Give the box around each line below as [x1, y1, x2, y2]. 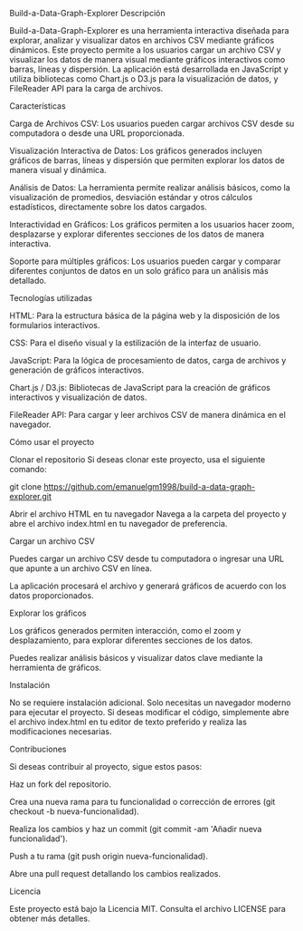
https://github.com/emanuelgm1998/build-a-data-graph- [43, 481, 256, 492]
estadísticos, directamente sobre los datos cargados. [9, 201, 208, 212]
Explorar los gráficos [9, 607, 87, 618]
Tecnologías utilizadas [9, 293, 93, 303]
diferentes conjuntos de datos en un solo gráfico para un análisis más [9, 266, 269, 276]
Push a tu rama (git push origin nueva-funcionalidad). [9, 851, 209, 861]
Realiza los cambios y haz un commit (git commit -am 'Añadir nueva [9, 824, 262, 834]
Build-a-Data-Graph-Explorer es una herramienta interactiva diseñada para [9, 25, 289, 35]
